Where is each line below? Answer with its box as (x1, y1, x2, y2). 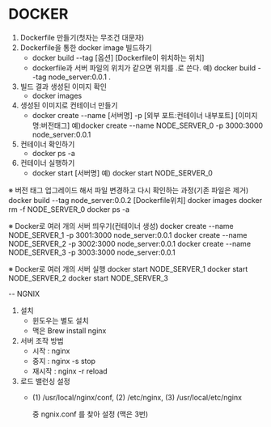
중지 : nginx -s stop (32, 356, 95, 366)
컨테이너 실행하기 (19, 158, 75, 167)
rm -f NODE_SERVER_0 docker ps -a (8, 204, 130, 214)
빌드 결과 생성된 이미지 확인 (19, 82, 108, 91)
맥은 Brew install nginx (32, 325, 107, 336)
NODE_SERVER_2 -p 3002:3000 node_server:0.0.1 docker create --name (8, 239, 252, 248)
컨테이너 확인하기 (19, 139, 75, 149)
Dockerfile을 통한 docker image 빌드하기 (19, 42, 152, 53)
